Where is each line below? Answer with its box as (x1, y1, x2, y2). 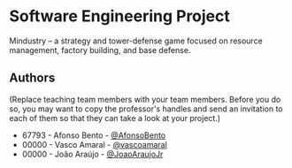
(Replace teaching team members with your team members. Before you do (9, 94, 281, 104)
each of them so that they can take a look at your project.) (9, 112, 221, 123)
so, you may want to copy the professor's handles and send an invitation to (9, 103, 283, 114)
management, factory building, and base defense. (9, 44, 191, 55)
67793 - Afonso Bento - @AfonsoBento (21, 130, 166, 141)
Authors (9, 71, 56, 86)
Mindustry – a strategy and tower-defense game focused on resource (9, 35, 263, 46)
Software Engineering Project (9, 6, 230, 27)
